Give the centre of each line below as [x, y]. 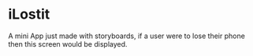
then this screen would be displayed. [68, 44]
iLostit [29, 14]
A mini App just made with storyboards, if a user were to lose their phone [127, 36]
